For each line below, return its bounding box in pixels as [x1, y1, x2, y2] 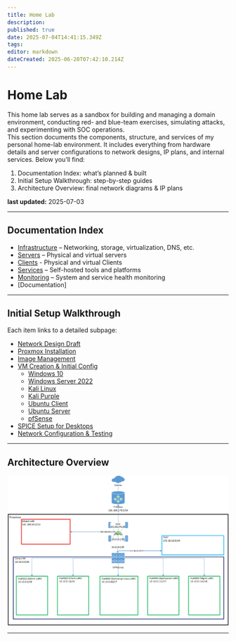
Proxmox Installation [17, 347, 77, 355]
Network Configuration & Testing [17, 429, 113, 438]
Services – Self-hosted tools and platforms [17, 265, 142, 274]
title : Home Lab [7, 11, 55, 18]
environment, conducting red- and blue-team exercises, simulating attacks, [7, 118, 225, 126]
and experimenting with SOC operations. [7, 125, 125, 134]
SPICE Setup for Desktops [17, 422, 93, 431]
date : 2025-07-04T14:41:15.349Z [7, 34, 102, 41]
